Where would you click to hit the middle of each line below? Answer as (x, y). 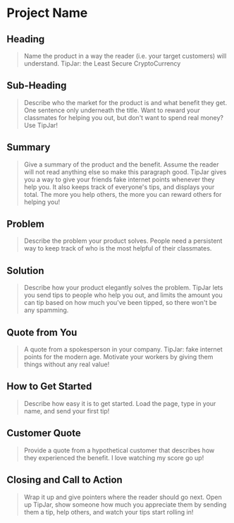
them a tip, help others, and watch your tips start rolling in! (109, 512)
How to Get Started (49, 386)
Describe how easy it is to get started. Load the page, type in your (120, 403)
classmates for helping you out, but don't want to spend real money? (123, 117)
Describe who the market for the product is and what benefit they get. (125, 102)
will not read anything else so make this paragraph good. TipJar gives (125, 172)
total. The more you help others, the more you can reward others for (123, 194)
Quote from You (42, 332)
